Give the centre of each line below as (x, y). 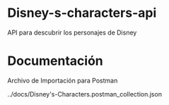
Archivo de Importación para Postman (63, 80)
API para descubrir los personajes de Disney (72, 32)
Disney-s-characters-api (82, 13)
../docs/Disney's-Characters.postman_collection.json (85, 94)
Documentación (56, 61)
